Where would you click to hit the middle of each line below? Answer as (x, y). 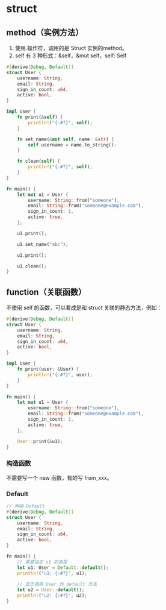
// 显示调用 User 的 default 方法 (57, 584)
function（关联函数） (46, 292)
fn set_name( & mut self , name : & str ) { (66, 139)
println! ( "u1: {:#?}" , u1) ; (52, 573)
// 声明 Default (26, 506)
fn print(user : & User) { (48, 369)
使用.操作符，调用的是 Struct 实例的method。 (71, 48)
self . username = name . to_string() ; (72, 145)
